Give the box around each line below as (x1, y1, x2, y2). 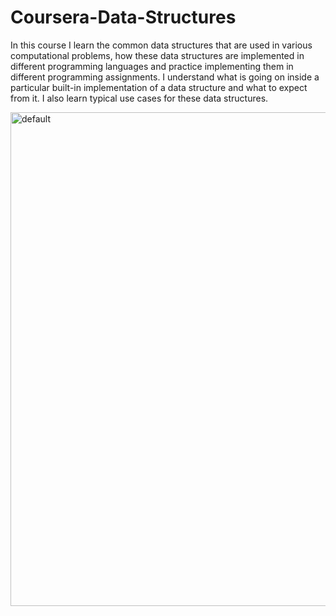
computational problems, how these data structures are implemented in (10, 49, 305, 61)
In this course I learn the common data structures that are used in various (10, 39, 313, 51)
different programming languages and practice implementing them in (10, 60, 294, 72)
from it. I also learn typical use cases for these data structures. (10, 92, 269, 104)
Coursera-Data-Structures (10, 6, 237, 29)
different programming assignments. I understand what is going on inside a (10, 71, 320, 83)
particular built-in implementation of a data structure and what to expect (10, 81, 308, 93)
